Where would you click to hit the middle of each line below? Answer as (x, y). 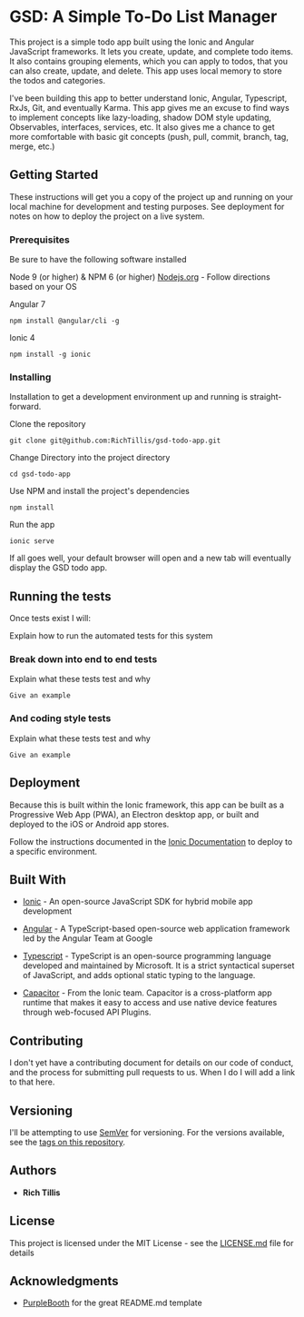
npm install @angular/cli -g (64, 321)
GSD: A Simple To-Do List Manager (143, 17)
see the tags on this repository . (67, 1142)
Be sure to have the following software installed (98, 260)
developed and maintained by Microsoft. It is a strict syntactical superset (158, 965)
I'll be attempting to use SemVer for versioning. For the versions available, (147, 1132)
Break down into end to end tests (83, 659)
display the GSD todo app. (58, 568)
